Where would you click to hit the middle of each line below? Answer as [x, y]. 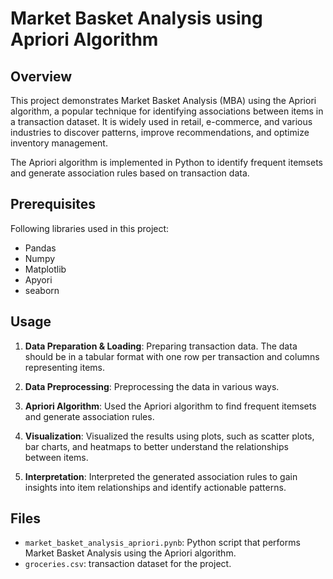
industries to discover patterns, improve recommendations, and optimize [160, 132]
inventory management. [59, 143]
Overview [41, 76]
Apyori [38, 279]
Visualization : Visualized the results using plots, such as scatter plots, [169, 436]
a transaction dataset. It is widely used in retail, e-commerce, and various [161, 121]
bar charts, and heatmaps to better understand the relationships [156, 446]
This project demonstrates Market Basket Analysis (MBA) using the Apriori [163, 100]
